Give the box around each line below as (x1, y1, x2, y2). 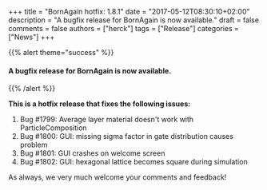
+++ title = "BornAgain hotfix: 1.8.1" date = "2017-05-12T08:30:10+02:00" (8, 7, 250, 16)
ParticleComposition (19, 123, 87, 133)
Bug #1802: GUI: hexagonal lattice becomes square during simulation (19, 157, 248, 167)
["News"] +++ (8, 32, 55, 42)
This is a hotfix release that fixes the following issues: (8, 99, 191, 109)
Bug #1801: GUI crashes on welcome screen (19, 148, 165, 158)
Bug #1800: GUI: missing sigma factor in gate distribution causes (19, 132, 234, 141)
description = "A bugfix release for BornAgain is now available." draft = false (8, 15, 260, 25)
